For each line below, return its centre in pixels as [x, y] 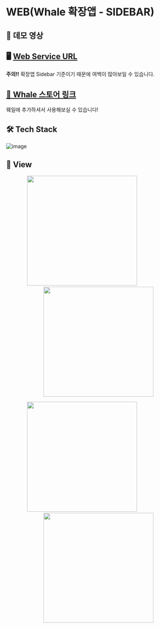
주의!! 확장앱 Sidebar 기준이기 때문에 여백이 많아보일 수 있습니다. [81, 74]
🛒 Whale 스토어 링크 [41, 94]
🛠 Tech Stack [32, 129]
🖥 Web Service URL [42, 56]
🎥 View [19, 165]
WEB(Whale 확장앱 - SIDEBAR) [80, 12]
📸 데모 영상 [25, 35]
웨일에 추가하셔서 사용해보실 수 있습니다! [52, 110]
